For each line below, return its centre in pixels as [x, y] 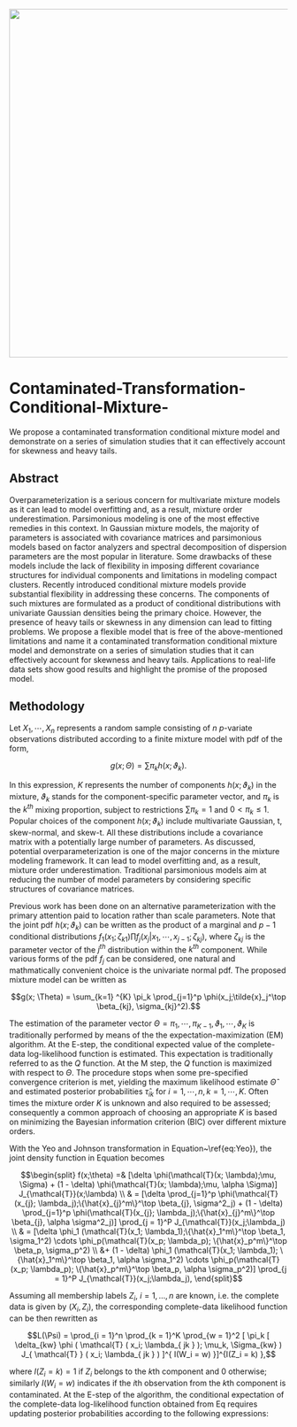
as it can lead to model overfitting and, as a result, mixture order [126, 509]
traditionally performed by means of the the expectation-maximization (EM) [147, 1035]
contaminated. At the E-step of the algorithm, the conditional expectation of [147, 1394]
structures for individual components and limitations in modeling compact [143, 575]
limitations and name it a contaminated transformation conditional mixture [143, 641]
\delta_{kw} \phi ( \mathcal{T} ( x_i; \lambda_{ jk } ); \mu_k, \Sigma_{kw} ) [148, 1345]
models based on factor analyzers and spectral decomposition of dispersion [148, 547]
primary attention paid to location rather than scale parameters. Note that [142, 915]
